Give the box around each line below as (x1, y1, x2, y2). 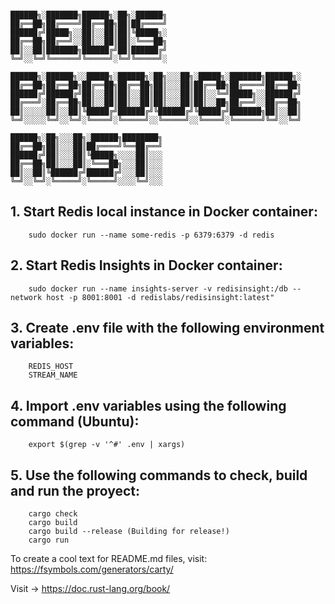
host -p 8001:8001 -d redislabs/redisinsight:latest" (46, 292, 275, 302)
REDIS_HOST (28, 362, 74, 372)
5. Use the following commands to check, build (10, 467, 308, 484)
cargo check (28, 509, 78, 519)
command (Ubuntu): (10, 413, 140, 430)
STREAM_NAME (28, 370, 78, 381)
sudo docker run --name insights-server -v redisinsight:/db (28, 283, 288, 294)
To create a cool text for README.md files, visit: (10, 553, 208, 565)
